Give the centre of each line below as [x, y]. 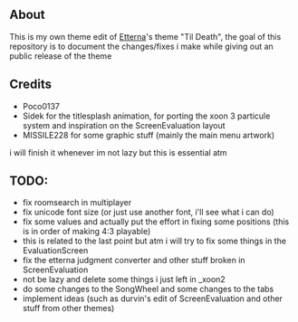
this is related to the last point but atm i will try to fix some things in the [154, 241]
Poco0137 [41, 106]
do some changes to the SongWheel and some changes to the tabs [148, 289]
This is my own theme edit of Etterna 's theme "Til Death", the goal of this [145, 36]
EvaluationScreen [55, 251]
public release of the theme [61, 56]
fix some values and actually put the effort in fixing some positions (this [156, 222]
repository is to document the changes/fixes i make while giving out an [141, 46]
